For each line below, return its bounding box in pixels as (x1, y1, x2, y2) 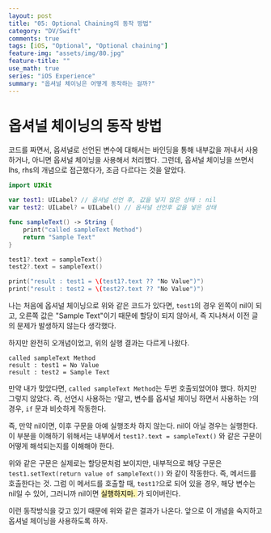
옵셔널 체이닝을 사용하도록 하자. (8, 516, 108, 526)
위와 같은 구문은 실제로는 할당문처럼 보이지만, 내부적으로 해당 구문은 (8, 459, 222, 468)
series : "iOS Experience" (8, 72, 95, 80)
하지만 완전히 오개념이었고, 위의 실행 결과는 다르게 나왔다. (8, 338, 190, 348)
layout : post (8, 11, 53, 20)
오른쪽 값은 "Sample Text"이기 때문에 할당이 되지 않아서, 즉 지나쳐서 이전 (19, 311, 250, 320)
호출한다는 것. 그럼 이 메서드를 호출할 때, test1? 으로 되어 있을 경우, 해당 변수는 (8, 479, 256, 489)
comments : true (8, 34, 60, 43)
